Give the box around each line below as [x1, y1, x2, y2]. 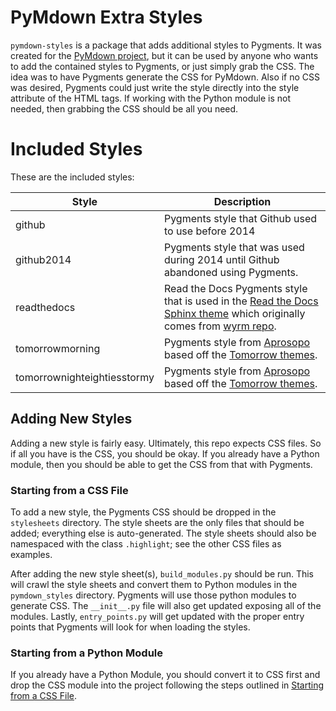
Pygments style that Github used [163, 211, 318, 225]
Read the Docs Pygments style [163, 281, 308, 295]
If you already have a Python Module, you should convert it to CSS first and [10, 669, 321, 681]
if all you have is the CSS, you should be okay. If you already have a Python [10, 447, 320, 460]
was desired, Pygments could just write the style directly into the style [10, 81, 300, 93]
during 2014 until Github [163, 252, 280, 266]
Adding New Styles [10, 411, 133, 428]
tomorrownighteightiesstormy [15, 370, 155, 384]
